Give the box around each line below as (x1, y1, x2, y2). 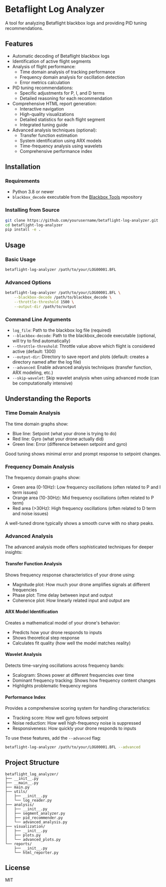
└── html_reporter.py (14, 850, 58, 855)
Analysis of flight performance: (12, 63, 76, 69)
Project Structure (5, 759, 59, 767)
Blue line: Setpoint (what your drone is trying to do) (12, 430, 117, 436)
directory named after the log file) (12, 359, 81, 365)
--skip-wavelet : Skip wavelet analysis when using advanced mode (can (12, 375, 160, 381)
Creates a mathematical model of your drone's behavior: (5, 620, 120, 626)
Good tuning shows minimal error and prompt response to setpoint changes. (5, 451, 161, 457)
